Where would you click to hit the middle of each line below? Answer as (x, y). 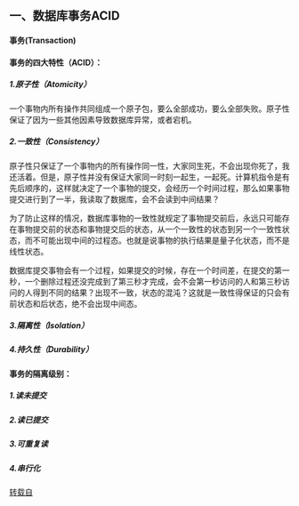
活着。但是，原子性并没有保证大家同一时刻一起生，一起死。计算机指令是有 (153, 177)
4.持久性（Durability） (51, 349)
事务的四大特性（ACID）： (56, 62)
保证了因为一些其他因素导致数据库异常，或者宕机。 (103, 119)
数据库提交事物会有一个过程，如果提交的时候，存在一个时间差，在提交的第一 (149, 270)
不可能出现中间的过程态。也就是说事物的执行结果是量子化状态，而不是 (161, 240)
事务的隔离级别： (40, 373)
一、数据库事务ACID (65, 16)
